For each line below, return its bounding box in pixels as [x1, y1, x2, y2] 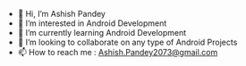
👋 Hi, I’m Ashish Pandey [17, 9, 106, 19]
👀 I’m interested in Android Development [17, 18, 167, 29]
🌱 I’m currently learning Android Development [17, 28, 187, 37]
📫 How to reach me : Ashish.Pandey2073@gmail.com [17, 47, 218, 57]
